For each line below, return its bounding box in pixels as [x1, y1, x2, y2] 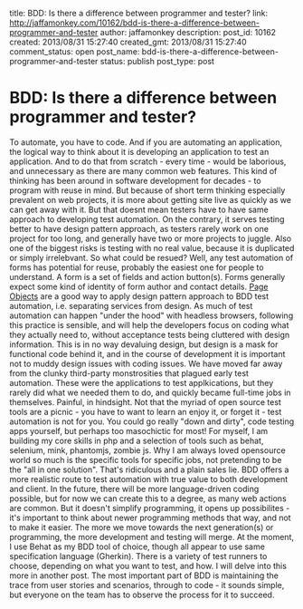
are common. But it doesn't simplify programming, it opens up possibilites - [9, 502, 290, 513]
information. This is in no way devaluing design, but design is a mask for [9, 339, 279, 350]
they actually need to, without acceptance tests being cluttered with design [9, 329, 290, 340]
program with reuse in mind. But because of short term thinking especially [9, 185, 286, 196]
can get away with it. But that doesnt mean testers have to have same [9, 204, 269, 215]
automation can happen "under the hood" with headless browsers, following [9, 310, 294, 321]
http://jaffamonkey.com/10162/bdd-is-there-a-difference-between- [9, 17, 260, 28]
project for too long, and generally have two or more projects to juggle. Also [9, 233, 292, 244]
